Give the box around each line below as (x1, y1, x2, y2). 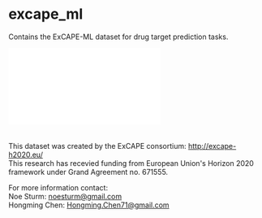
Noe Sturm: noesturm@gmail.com (8, 191, 122, 201)
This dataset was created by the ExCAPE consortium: (8, 141, 187, 150)
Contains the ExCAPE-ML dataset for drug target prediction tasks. (8, 32, 229, 41)
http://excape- (187, 141, 237, 150)
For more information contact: (8, 182, 108, 192)
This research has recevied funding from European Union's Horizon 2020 (8, 158, 254, 168)
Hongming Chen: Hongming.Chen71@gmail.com (8, 200, 170, 210)
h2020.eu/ (8, 150, 43, 159)
